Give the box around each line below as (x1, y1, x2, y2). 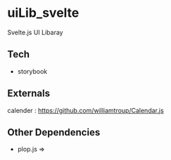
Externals (7, 88, 51, 100)
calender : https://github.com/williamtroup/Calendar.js (7, 106, 164, 114)
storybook (17, 67, 48, 75)
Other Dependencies (7, 126, 101, 138)
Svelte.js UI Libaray (7, 28, 63, 36)
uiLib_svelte (7, 5, 80, 21)
